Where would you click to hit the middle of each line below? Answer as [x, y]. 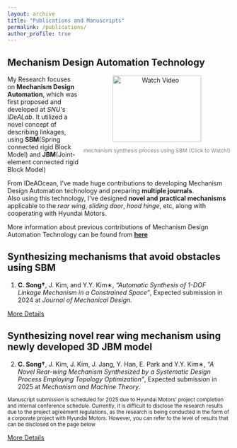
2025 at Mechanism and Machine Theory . [79, 386]
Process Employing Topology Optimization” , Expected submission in [117, 379]
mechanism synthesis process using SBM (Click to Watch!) [157, 150]
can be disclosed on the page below [51, 424]
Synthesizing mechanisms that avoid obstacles [114, 257]
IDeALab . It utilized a [37, 117]
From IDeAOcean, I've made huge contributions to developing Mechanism [115, 183]
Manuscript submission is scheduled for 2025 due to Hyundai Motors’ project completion [116, 400]
